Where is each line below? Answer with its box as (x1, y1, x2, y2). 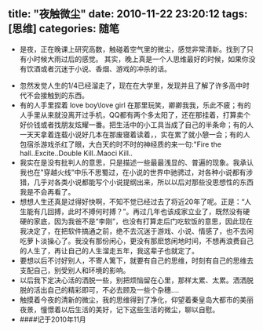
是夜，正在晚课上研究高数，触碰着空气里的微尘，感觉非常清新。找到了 (19, 44, 247, 53)
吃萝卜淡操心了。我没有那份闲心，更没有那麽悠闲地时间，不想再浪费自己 (19, 236, 254, 246)
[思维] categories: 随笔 (8, 22, 120, 35)
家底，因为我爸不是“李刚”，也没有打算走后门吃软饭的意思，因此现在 (33, 216, 254, 226)
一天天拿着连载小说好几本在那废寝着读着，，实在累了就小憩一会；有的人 (19, 129, 250, 139)
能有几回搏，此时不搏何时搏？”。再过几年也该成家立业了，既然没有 (26, 206, 243, 216)
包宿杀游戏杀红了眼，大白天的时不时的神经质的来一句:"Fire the (19, 140, 222, 149)
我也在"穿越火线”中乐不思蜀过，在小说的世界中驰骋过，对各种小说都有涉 (19, 167, 254, 176)
